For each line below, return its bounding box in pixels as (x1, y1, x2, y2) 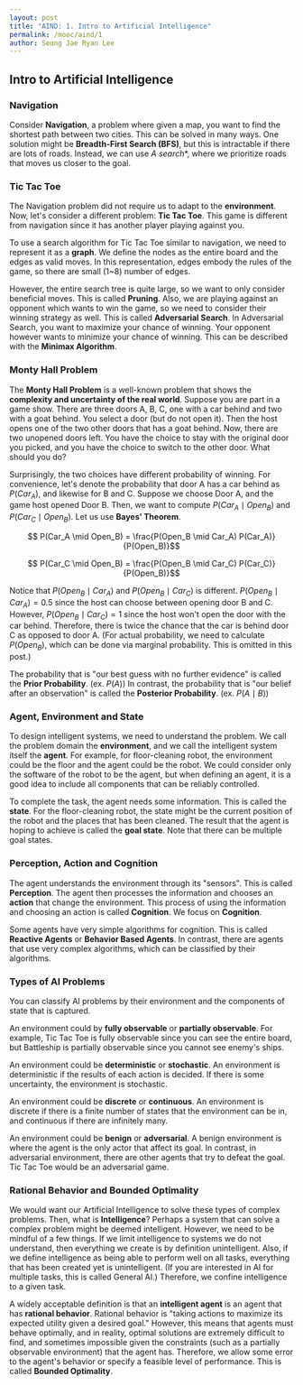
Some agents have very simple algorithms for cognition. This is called (9, 924, 268, 935)
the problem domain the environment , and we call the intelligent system (9, 741, 278, 752)
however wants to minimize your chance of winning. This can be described (9, 331, 289, 343)
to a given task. (9, 1281, 67, 1292)
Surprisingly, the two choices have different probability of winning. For (9, 468, 271, 479)
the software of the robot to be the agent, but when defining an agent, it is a (9, 769, 291, 780)
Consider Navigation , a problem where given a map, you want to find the (9, 119, 281, 130)
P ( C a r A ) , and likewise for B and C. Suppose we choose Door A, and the (9, 488, 274, 501)
